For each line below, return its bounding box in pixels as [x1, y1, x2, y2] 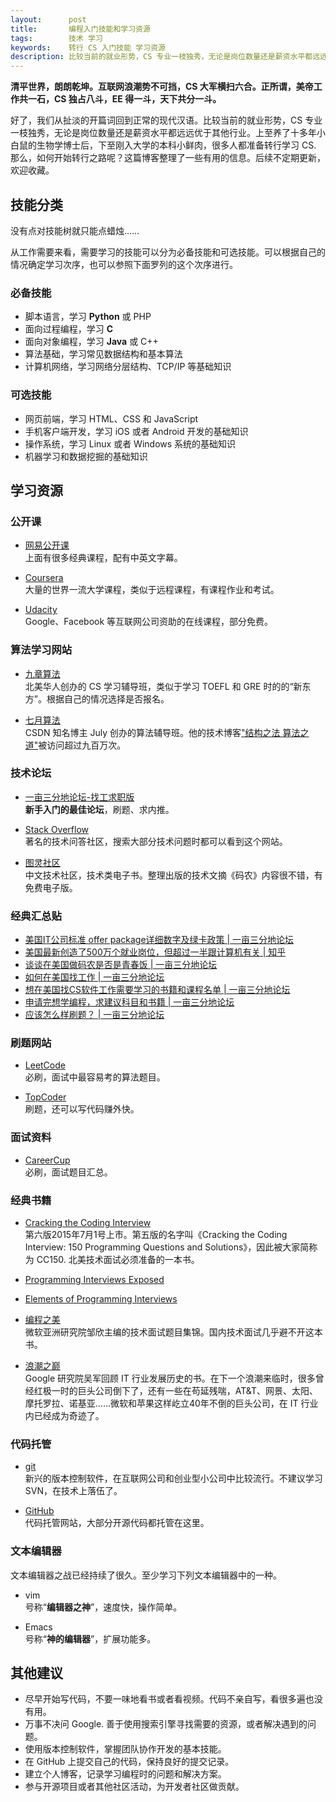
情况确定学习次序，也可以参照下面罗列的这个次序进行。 [10, 258, 238, 270]
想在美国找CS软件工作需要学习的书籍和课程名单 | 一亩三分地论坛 [24, 984, 291, 996]
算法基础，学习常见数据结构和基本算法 [24, 348, 183, 360]
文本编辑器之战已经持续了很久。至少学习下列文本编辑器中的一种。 [10, 1569, 282, 1581]
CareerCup [24, 1154, 71, 1166]
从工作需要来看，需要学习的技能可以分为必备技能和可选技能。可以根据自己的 [10, 246, 326, 258]
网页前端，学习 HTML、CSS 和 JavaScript [24, 412, 199, 425]
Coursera [24, 572, 64, 584]
